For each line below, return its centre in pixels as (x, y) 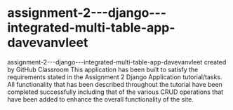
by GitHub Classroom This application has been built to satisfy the (103, 69)
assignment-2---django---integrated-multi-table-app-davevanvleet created (117, 62)
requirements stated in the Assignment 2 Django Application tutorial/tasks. (115, 77)
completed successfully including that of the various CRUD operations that (115, 92)
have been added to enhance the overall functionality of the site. (101, 99)
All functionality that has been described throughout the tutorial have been (115, 84)
